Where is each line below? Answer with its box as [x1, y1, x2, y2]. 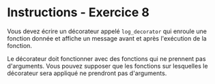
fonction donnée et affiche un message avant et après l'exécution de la [7, 34, 207, 42]
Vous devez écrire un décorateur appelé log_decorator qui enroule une [7, 27, 207, 35]
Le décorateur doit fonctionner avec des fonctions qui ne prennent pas [7, 54, 206, 62]
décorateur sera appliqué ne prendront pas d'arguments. [7, 69, 167, 77]
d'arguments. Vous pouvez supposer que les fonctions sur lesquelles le [7, 62, 208, 70]
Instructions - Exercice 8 [7, 5, 150, 20]
